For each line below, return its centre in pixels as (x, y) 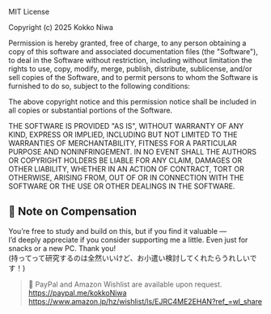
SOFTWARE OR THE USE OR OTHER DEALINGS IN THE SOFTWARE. (122, 186)
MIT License (29, 12)
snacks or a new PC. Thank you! (62, 248)
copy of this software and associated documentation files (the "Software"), (133, 51)
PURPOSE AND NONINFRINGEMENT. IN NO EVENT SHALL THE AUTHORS (133, 152)
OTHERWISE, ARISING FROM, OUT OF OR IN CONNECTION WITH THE (126, 178)
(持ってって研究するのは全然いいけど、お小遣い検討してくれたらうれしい (129, 257)
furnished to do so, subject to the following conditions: (99, 86)
